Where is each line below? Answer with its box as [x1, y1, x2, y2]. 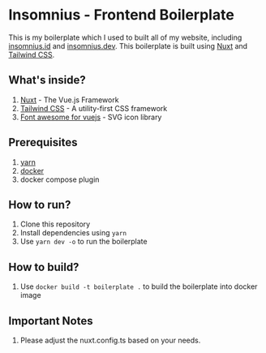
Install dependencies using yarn [19, 228, 127, 238]
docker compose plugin [19, 174, 100, 184]
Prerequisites [8, 136, 78, 149]
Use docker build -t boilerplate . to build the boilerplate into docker [19, 282, 258, 291]
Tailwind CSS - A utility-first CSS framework [19, 103, 168, 113]
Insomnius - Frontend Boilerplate [8, 6, 235, 24]
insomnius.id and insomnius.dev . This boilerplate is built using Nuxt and [8, 41, 248, 50]
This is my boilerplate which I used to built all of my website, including [8, 32, 242, 42]
